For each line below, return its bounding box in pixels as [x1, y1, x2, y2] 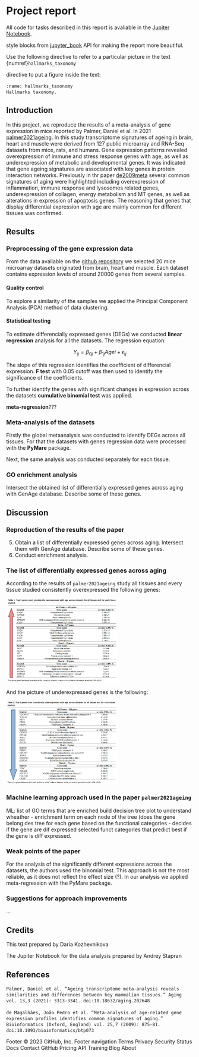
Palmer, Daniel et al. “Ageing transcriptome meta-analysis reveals [6, 986, 179, 992]
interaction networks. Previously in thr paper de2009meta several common [6, 171, 190, 179]
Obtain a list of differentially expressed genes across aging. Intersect [14, 539, 184, 546]
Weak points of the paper [6, 847, 81, 855]
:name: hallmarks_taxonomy [6, 83, 73, 89]
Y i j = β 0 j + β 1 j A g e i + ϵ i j [73, 348, 127, 357]
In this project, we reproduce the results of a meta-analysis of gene [6, 121, 171, 128]
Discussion [6, 507, 49, 518]
